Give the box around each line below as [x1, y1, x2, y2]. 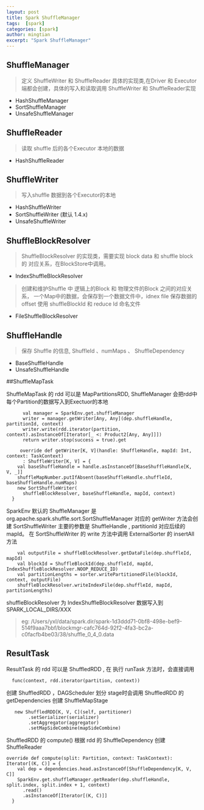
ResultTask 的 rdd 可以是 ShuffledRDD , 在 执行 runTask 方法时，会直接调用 [6, 665, 195, 672]
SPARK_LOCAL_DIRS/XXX [6, 606, 71, 613]
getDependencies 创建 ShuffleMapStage [6, 696, 108, 704]
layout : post [6, 9, 40, 15]
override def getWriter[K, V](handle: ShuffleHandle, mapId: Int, [19, 447, 192, 454]
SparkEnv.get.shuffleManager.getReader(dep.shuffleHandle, [17, 776, 171, 782]
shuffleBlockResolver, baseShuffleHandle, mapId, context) [22, 490, 175, 497]
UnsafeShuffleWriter [15, 218, 66, 225]
